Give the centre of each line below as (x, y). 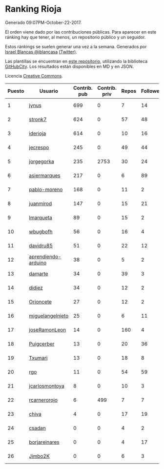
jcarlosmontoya (47, 386)
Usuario (49, 91)
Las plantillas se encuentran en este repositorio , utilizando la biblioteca (76, 61)
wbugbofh (41, 231)
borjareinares (44, 442)
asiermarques (45, 175)
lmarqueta (41, 217)
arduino (38, 263)
